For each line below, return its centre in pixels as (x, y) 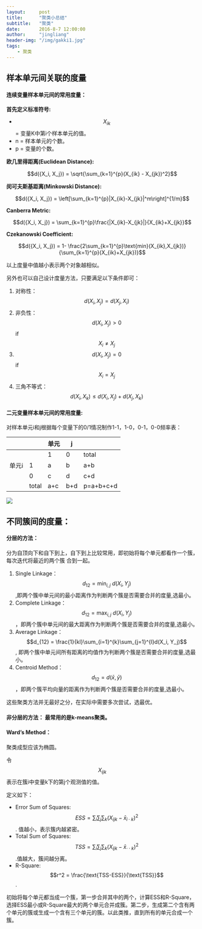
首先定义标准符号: (29, 109)
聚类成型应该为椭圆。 (33, 747)
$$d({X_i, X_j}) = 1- (42, 246)
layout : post (28, 12)
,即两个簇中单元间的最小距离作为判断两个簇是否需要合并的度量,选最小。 (105, 595)
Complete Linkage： (41, 603)
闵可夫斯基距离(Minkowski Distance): (54, 186)
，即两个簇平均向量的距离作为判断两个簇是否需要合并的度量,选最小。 (101, 689)
